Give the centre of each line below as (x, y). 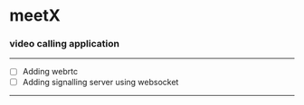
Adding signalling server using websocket (100, 82)
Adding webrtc (50, 72)
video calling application (65, 44)
